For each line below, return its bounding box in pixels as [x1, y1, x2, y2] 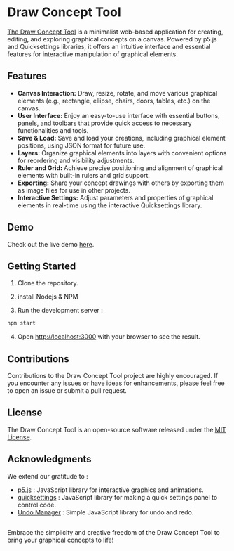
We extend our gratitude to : [7, 472, 89, 480]
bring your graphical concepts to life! [7, 536, 114, 545]
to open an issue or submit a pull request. [7, 387, 128, 395]
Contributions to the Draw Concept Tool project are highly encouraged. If [7, 372, 219, 380]
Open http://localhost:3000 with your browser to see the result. [17, 332, 201, 341]
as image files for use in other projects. [17, 186, 131, 194]
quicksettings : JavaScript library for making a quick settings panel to [17, 493, 218, 501]
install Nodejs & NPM [17, 292, 78, 301]
